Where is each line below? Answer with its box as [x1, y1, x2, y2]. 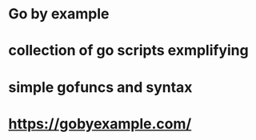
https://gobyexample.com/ [8, 114, 192, 133]
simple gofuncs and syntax [8, 78, 193, 96]
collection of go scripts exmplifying [8, 42, 250, 60]
